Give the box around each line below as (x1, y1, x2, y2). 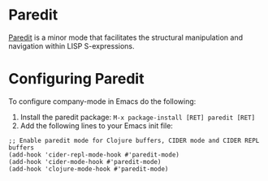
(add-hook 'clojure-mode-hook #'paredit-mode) (8, 165, 169, 173)
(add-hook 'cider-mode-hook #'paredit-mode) (8, 157, 162, 166)
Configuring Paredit (8, 70, 145, 88)
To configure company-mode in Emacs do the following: (8, 96, 197, 106)
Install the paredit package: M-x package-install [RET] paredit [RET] (19, 112, 256, 122)
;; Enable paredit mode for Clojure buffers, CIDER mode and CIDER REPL (8, 136, 260, 144)
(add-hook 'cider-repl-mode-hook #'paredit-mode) (8, 150, 180, 159)
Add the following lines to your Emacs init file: (19, 120, 173, 131)
